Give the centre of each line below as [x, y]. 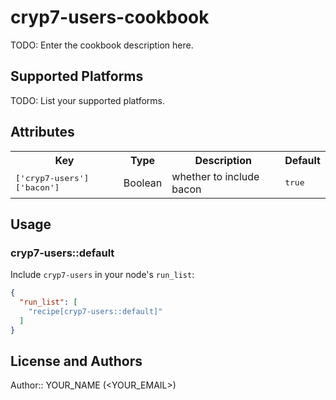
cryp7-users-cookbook [110, 17]
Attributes [42, 132]
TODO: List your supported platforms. [88, 100]
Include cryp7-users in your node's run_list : [102, 275]
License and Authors [76, 361]
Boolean [143, 183]
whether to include [215, 176]
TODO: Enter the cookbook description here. [102, 45]
